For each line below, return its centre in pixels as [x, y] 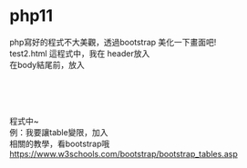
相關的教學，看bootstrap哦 [60, 143]
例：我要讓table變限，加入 [59, 132]
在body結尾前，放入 [47, 64]
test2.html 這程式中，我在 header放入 [80, 53]
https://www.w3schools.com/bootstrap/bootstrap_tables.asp [124, 153]
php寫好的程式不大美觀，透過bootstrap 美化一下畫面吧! [113, 42]
